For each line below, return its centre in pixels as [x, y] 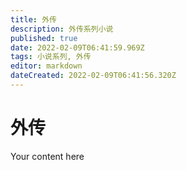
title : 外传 [33, 19]
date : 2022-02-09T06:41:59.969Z [77, 47]
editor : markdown [46, 66]
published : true [44, 38]
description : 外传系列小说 [62, 29]
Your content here [47, 156]
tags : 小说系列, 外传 [51, 57]
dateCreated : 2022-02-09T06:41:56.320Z [93, 76]
